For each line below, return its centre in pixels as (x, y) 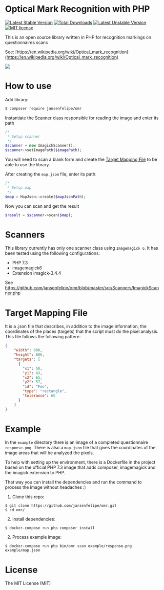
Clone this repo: (28, 497)
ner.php (13, 293)
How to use (28, 86)
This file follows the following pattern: (43, 337)
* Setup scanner (24, 136)
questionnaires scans (27, 42)
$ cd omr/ (15, 510)
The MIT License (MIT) (28, 583)
